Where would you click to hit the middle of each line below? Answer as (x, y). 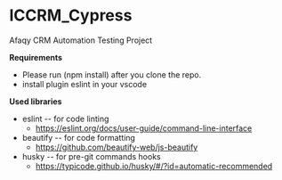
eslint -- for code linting (65, 119)
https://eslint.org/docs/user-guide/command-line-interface (144, 128)
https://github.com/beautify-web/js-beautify (117, 147)
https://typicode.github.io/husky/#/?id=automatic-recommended (154, 166)
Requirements (36, 57)
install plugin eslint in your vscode (85, 84)
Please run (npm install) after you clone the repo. (112, 74)
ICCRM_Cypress (71, 16)
